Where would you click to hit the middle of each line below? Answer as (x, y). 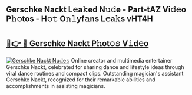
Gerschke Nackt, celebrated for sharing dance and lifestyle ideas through (95, 67)
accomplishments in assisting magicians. (56, 86)
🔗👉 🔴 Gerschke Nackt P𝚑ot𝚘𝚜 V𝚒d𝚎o (77, 43)
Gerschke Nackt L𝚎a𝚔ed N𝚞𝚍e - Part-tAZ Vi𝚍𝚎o (96, 10)
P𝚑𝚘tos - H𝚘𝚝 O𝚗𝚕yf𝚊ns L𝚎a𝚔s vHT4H (80, 19)
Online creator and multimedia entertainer (122, 60)
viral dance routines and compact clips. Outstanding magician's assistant (95, 73)
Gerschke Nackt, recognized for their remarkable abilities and (81, 80)
